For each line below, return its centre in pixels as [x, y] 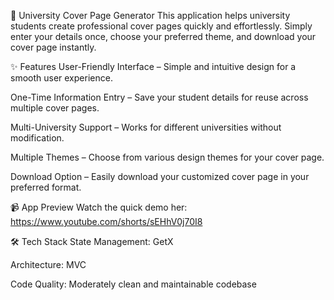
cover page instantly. [53, 47]
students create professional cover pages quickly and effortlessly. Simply [161, 26]
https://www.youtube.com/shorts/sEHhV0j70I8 [106, 221]
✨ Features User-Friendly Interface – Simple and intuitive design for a [153, 66]
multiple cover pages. [55, 108]
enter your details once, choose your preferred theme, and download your [163, 36]
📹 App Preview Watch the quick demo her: [99, 207]
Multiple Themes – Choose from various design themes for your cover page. [167, 157]
